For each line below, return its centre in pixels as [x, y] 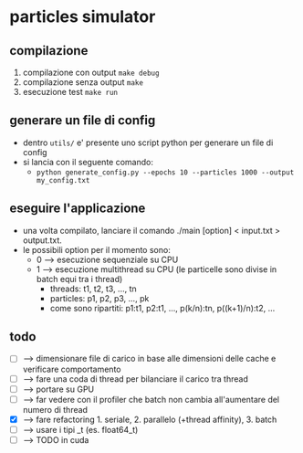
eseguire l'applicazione [78, 209]
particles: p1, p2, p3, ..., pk [99, 298]
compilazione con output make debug [91, 72]
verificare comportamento [72, 369]
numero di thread [55, 409]
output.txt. [42, 240]
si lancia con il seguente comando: [88, 162]
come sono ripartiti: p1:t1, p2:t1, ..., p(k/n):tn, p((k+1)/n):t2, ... [162, 308]
